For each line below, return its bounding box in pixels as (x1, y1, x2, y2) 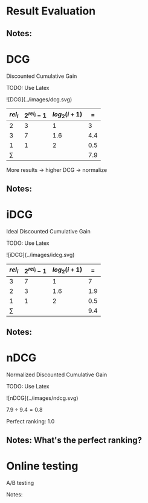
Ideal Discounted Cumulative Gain (6, 228, 91, 235)
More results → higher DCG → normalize (6, 166, 108, 173)
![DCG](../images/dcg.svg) (6, 95, 72, 103)
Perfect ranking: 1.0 (6, 417, 55, 425)
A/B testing (6, 479, 34, 487)
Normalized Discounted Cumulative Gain (6, 371, 108, 378)
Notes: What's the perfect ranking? (6, 435, 142, 446)
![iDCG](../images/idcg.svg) (6, 251, 75, 259)
